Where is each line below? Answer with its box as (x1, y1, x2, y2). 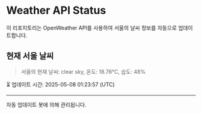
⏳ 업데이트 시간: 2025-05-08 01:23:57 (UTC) (6, 80, 115, 88)
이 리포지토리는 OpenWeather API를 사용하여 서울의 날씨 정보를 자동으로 (6, 24, 177, 31)
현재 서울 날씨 (6, 51, 54, 61)
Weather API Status (6, 4, 106, 17)
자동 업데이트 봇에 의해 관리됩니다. (6, 101, 87, 108)
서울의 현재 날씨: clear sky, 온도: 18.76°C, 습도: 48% (20, 68, 146, 75)
